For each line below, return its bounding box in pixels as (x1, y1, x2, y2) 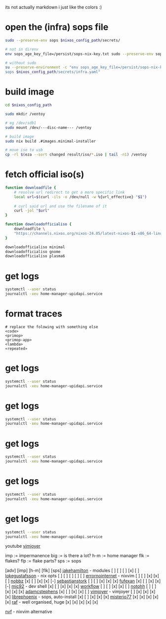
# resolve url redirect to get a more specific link (14, 190, 125, 195)
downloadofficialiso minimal (5, 245, 65, 250)
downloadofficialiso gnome (5, 249, 61, 254)
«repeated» (5, 346, 28, 351)
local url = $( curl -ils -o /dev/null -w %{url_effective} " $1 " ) (14, 194, 147, 200)
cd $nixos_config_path (5, 103, 52, 108)
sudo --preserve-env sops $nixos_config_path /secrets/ (5, 38, 121, 43)
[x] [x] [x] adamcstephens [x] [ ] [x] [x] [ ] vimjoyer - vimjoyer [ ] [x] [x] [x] (5, 589, 156, 595)
